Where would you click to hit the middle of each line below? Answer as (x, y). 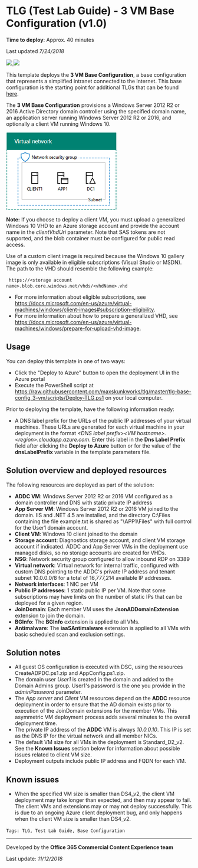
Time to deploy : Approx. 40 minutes (50, 40)
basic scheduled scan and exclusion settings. (70, 634)
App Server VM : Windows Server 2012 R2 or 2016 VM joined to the (96, 508)
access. (16, 244)
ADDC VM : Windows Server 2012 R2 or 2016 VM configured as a (93, 496)
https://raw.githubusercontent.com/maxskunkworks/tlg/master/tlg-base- (103, 391)
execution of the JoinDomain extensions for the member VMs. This (96, 711)
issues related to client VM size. (53, 755)
